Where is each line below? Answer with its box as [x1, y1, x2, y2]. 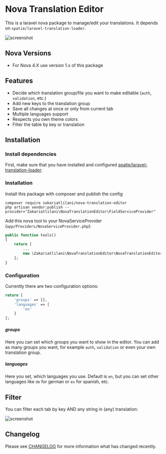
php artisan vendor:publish [5, 205, 63, 210]
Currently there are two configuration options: [5, 283, 99, 289]
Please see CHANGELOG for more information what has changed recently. [5, 443, 157, 449]
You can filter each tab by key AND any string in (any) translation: [5, 406, 138, 412]
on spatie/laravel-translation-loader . [5, 25, 86, 31]
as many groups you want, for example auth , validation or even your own [5, 344, 156, 350]
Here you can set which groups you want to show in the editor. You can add [5, 339, 160, 345]
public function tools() [5, 232, 56, 237]
